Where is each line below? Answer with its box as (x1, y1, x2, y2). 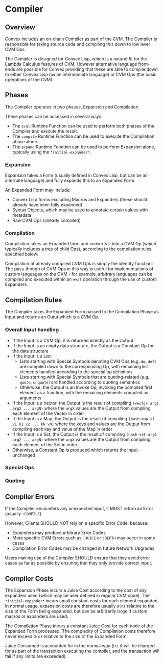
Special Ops (5, 464, 34, 471)
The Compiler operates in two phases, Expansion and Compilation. (5, 104, 140, 110)
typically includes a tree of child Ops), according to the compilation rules (5, 246, 152, 252)
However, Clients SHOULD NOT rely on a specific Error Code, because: (5, 520, 149, 526)
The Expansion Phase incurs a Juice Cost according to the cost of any (5, 587, 147, 593)
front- (138, 61, 150, 67)
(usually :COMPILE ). (5, 511, 43, 517)
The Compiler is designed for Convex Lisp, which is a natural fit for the (5, 56, 147, 62)
